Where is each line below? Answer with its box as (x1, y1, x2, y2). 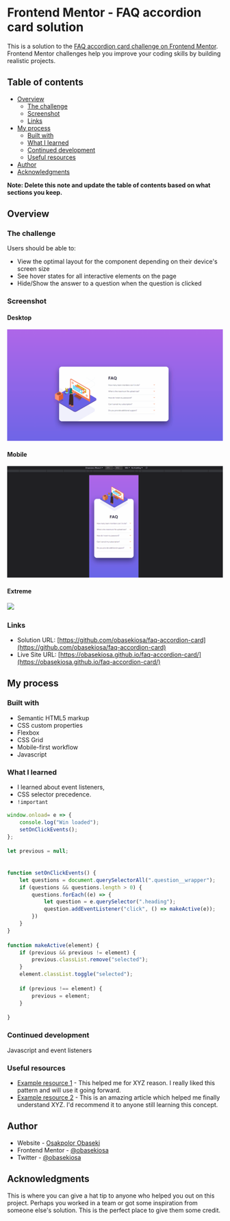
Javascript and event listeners (7, 1046, 92, 1054)
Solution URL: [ (16, 636, 60, 644)
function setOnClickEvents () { (7, 869, 97, 876)
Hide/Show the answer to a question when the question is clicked (16, 279, 202, 287)
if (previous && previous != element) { (19, 949, 136, 956)
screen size (16, 265, 50, 273)
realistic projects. (7, 56, 56, 64)
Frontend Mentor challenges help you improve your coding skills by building (7, 49, 221, 58)
